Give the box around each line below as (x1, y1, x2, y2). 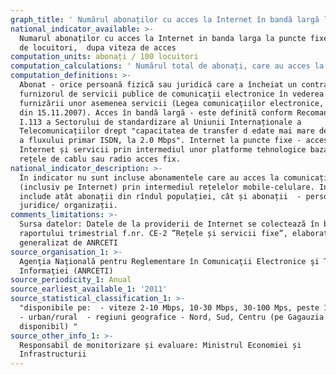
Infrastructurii (19, 349, 87, 360)
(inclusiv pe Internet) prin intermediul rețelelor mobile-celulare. (19, 182, 315, 192)
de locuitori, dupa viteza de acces (19, 42, 177, 53)
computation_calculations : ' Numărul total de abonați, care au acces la (10, 61, 325, 71)
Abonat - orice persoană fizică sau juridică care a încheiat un (19, 80, 298, 90)
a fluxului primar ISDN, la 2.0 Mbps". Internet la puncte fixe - (19, 136, 302, 146)
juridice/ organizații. (19, 201, 118, 211)
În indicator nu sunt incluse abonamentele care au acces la (19, 172, 280, 183)
